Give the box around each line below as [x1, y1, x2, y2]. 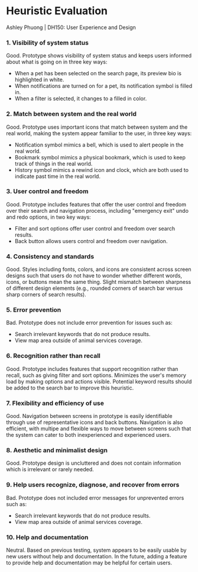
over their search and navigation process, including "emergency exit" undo [6, 207, 189, 214]
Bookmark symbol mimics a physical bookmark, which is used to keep [14, 154, 186, 161]
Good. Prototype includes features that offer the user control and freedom [6, 200, 186, 208]
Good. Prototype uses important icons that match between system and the [6, 123, 188, 130]
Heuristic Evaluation [6, 4, 108, 18]
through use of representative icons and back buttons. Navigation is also [6, 419, 183, 426]
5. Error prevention [6, 306, 61, 314]
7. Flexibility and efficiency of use [6, 399, 105, 407]
